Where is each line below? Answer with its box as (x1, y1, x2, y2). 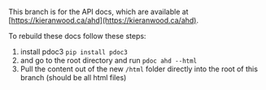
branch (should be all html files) (20, 73, 127, 82)
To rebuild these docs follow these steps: (8, 32, 146, 41)
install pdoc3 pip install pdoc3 (20, 47, 128, 56)
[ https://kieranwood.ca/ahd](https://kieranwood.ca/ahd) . (8, 15, 199, 25)
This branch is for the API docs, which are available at (8, 7, 189, 16)
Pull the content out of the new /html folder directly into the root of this (20, 64, 259, 74)
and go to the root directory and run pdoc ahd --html (20, 56, 198, 65)
